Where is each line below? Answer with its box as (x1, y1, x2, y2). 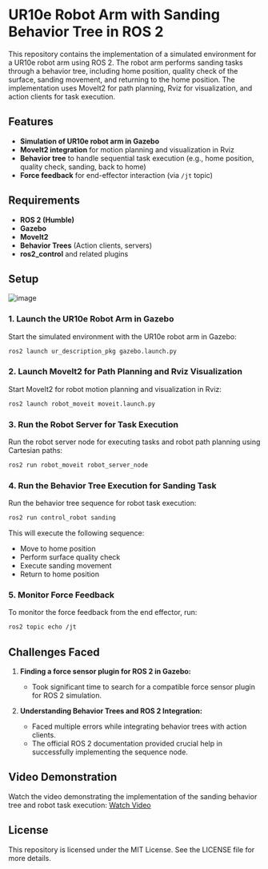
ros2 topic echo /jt (8, 623, 78, 631)
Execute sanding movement (19, 561, 112, 571)
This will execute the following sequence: (8, 528, 145, 538)
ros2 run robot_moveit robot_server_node (8, 461, 149, 470)
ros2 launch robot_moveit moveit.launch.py (8, 399, 156, 408)
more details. (8, 853, 52, 863)
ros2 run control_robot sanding (8, 514, 116, 522)
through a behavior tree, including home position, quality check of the (8, 66, 238, 75)
